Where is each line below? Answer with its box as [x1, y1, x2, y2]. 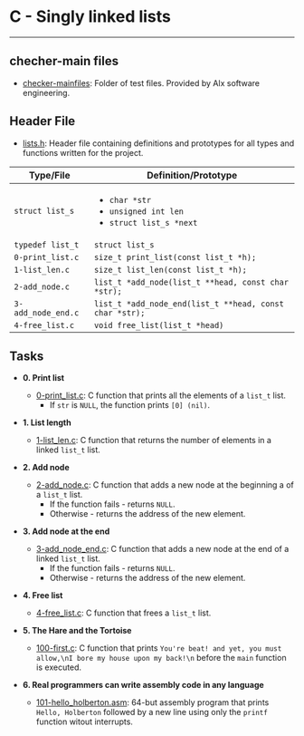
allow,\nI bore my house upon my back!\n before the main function [35, 653, 287, 663]
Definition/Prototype [146, 169, 238, 181]
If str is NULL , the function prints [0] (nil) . [49, 400, 211, 411]
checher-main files [9, 53, 119, 69]
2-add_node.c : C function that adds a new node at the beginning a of [35, 479, 294, 490]
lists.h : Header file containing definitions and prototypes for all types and [22, 138, 295, 149]
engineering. [22, 87, 71, 98]
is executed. [35, 662, 82, 673]
